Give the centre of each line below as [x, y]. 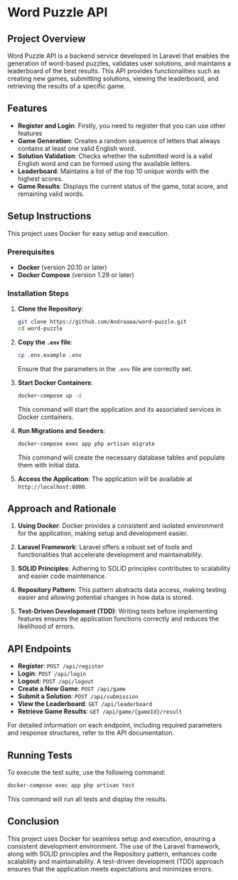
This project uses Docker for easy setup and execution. [88, 233]
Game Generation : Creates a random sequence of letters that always [119, 140]
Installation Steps [38, 293]
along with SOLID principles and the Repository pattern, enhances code [112, 854]
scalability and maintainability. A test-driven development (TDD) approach [115, 861]
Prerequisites [31, 252]
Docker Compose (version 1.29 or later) [76, 274]
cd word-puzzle [40, 328]
